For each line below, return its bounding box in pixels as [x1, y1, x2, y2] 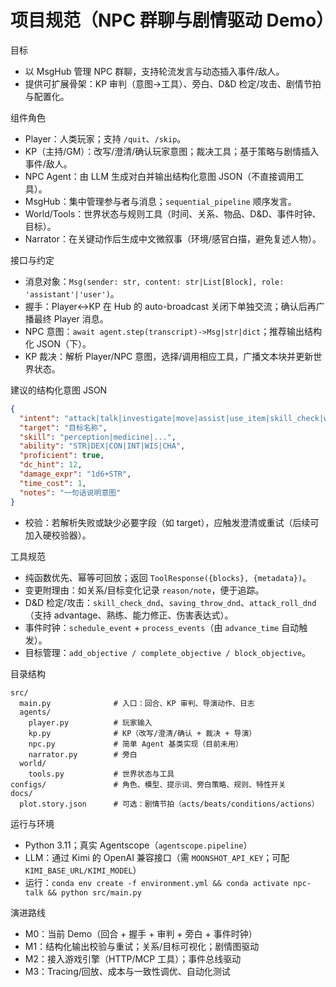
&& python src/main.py [47, 887, 142, 898]
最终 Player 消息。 [33, 312, 109, 325]
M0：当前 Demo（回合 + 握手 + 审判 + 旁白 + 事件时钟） [24, 927, 258, 940]
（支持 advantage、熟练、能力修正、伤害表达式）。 [24, 609, 234, 621]
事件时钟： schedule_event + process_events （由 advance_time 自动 [24, 621, 300, 633]
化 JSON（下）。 [24, 337, 92, 350]
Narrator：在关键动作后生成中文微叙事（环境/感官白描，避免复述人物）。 [24, 232, 322, 245]
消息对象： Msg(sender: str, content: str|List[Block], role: [24, 275, 285, 287]
